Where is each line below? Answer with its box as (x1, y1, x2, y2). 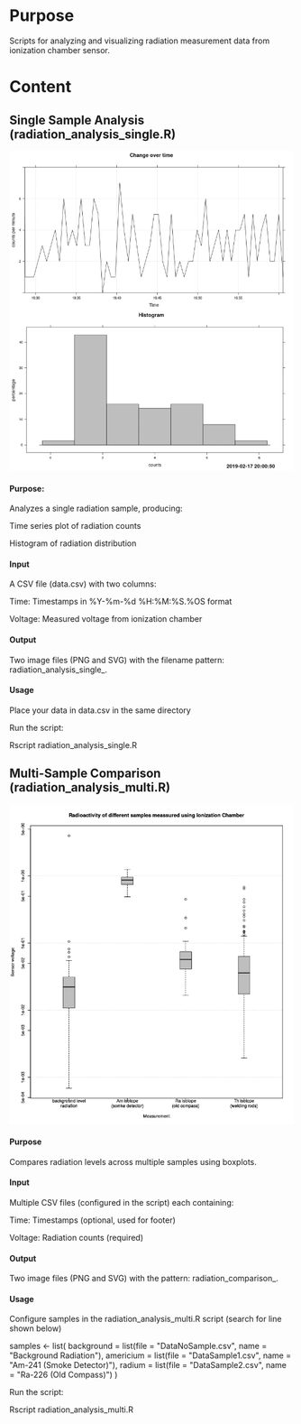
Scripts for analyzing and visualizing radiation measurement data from (9, 35, 270, 46)
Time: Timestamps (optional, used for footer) (9, 1215, 176, 1225)
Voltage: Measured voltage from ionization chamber (9, 614, 203, 624)
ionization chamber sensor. (9, 44, 110, 55)
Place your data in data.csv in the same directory (9, 705, 191, 716)
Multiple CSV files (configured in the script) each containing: (9, 1197, 234, 1207)
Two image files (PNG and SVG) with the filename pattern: (9, 654, 225, 665)
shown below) (9, 1323, 62, 1334)
